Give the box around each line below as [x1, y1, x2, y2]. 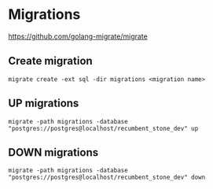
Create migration [8, 54, 93, 68]
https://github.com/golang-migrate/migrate [8, 31, 148, 41]
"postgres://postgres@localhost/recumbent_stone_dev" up [8, 124, 199, 132]
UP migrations [8, 97, 79, 110]
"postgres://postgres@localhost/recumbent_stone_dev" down [8, 173, 206, 182]
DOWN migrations [8, 146, 99, 159]
